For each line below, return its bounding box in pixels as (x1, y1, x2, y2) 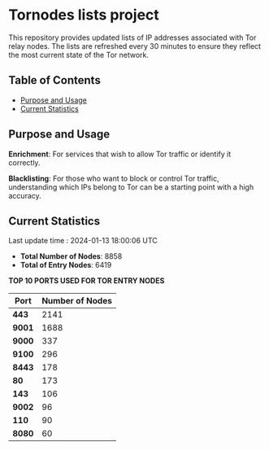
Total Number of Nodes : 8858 (20, 251, 123, 261)
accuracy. (8, 190, 42, 200)
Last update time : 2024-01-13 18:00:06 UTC (8, 236, 158, 246)
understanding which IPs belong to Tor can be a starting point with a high (8, 181, 254, 192)
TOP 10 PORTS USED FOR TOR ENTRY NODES (8, 276, 165, 286)
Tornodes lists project (8, 6, 160, 24)
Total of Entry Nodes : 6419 (20, 260, 112, 270)
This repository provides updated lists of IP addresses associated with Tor (8, 33, 257, 42)
